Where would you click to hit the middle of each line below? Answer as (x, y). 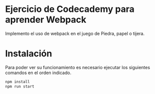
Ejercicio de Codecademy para (70, 9)
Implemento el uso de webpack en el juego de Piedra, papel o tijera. (75, 33)
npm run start (20, 86)
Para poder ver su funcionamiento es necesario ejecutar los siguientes (78, 67)
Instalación (29, 54)
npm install (17, 82)
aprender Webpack (46, 20)
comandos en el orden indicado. (38, 73)
